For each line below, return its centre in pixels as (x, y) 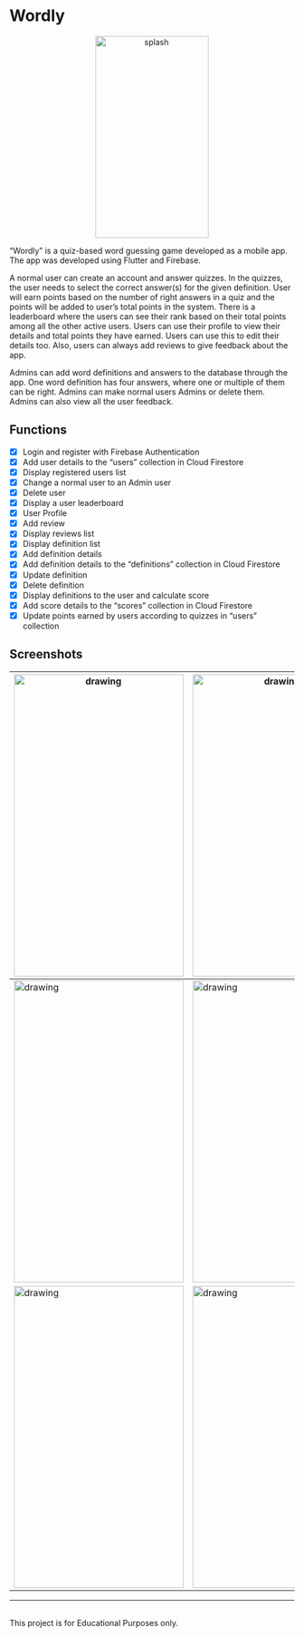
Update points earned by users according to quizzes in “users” (140, 615)
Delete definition (53, 585)
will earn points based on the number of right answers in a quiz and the (142, 297)
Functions (38, 430)
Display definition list (62, 544)
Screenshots (46, 654)
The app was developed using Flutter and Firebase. (105, 260)
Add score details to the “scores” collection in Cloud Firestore (138, 605)
